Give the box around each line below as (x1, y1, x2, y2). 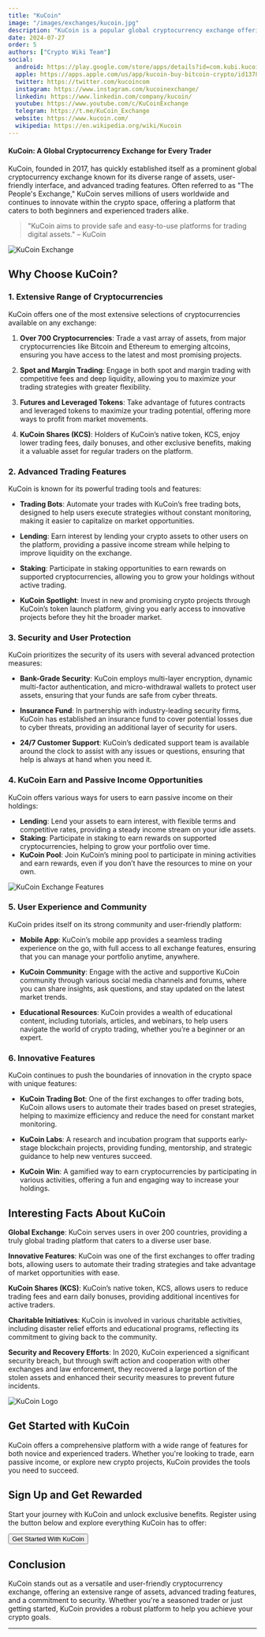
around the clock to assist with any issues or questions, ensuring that (19, 746, 245, 756)
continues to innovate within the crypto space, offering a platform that (8, 197, 236, 206)
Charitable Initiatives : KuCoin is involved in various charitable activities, (8, 1315, 243, 1325)
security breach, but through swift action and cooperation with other (8, 1356, 231, 1365)
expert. (19, 1032, 43, 1042)
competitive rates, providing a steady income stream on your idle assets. (19, 824, 256, 834)
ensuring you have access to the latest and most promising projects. (19, 349, 242, 360)
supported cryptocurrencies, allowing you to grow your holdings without (19, 571, 255, 581)
